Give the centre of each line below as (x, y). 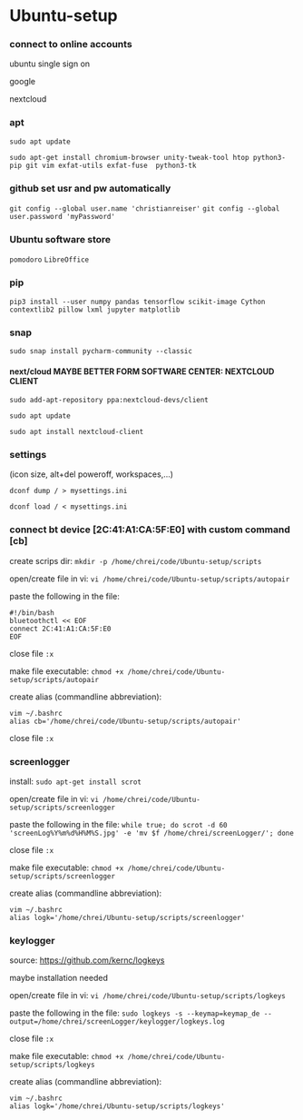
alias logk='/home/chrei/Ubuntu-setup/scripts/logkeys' (117, 1106)
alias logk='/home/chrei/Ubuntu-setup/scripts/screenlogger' (127, 918)
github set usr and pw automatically (90, 188)
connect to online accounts (71, 45)
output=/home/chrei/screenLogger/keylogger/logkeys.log (117, 1022)
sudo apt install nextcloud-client (77, 432)
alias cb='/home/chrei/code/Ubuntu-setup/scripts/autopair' (126, 721)
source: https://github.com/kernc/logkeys (87, 960)
